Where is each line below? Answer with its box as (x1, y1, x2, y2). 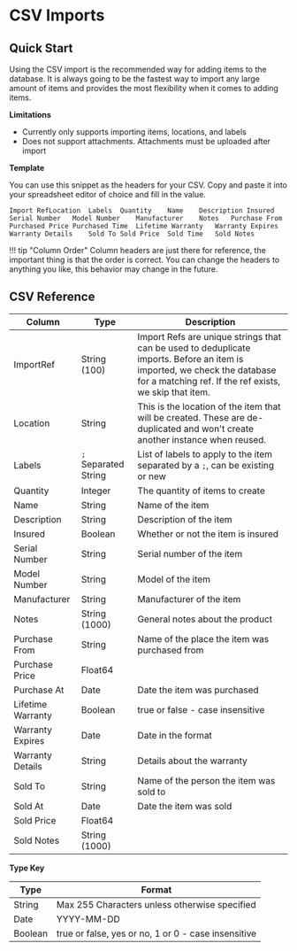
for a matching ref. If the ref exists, (137, 375, 281, 387)
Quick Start (9, 41, 73, 56)
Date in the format (137, 729, 212, 741)
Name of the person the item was (137, 774, 276, 786)
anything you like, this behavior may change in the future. (9, 264, 218, 274)
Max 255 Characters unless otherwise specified (56, 898, 256, 910)
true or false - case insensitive (137, 703, 265, 715)
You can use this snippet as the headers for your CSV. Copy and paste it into (9, 180, 288, 190)
